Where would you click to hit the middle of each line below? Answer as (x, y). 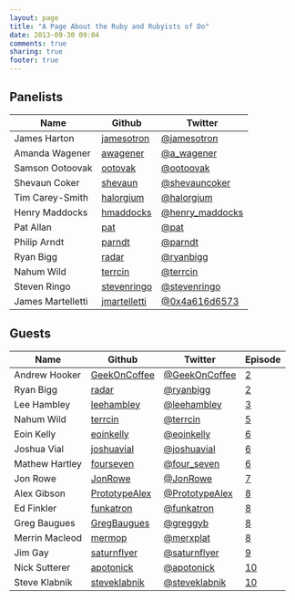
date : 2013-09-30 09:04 (55, 35)
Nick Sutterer (42, 567)
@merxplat (187, 537)
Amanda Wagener (52, 153)
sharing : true (36, 52)
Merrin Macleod (48, 537)
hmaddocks (127, 212)
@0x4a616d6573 (200, 301)
